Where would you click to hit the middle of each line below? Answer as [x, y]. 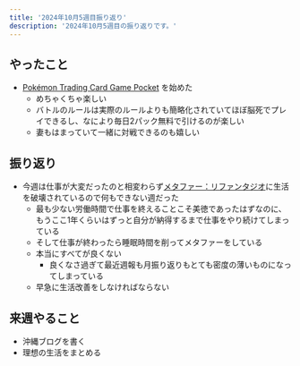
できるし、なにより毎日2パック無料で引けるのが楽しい [144, 121]
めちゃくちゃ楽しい [71, 98]
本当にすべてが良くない [79, 254]
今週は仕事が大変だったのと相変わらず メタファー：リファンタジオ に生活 [155, 187]
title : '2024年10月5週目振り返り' [68, 17]
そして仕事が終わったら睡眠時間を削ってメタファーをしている [149, 243]
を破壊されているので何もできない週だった [100, 198]
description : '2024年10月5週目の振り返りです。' [93, 26]
